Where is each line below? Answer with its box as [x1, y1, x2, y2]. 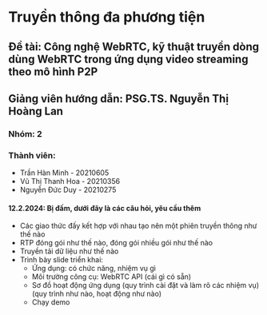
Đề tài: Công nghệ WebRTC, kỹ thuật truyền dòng [8, 40, 260, 54]
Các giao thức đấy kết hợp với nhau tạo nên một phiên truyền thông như [19, 221, 257, 231]
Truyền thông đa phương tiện [8, 8, 205, 26]
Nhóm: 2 [8, 128, 42, 139]
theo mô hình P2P [8, 65, 98, 78]
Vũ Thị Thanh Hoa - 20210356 [19, 177, 121, 186]
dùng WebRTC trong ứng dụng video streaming [8, 52, 249, 66]
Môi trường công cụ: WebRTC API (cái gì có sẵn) [31, 272, 192, 281]
